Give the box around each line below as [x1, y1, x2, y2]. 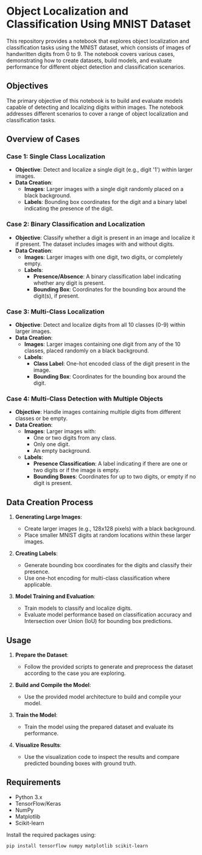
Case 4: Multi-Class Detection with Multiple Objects [6, 394, 163, 403]
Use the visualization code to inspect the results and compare [24, 753, 179, 760]
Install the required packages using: [6, 831, 96, 838]
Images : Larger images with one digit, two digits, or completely [24, 253, 183, 260]
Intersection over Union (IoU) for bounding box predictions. [24, 618, 173, 625]
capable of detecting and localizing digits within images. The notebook [6, 103, 184, 111]
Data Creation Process [6, 497, 94, 508]
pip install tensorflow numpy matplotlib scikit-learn [6, 843, 148, 849]
